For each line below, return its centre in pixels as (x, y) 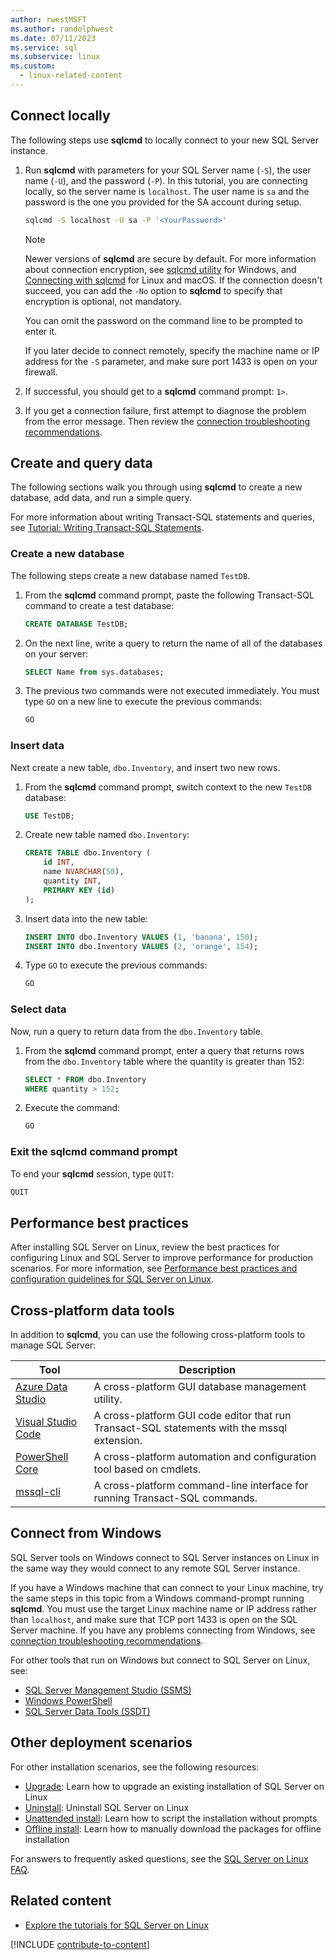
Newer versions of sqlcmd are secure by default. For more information (170, 258)
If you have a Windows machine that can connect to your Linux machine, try (167, 1587)
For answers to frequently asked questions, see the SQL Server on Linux (159, 1858)
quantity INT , (72, 881)
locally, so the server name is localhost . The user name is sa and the (167, 191)
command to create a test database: (99, 605)
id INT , (59, 862)
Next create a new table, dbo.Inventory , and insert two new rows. (145, 767)
